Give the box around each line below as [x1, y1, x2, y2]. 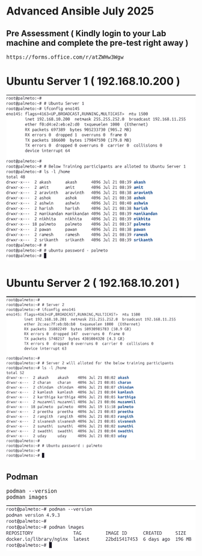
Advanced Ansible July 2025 [6, 4, 155, 18]
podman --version [6, 488, 57, 494]
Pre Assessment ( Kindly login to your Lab [6, 28, 167, 39]
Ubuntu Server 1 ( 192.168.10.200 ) [6, 74, 180, 88]
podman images [6, 494, 48, 500]
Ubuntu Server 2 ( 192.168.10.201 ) [6, 276, 180, 290]
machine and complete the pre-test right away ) [6, 37, 189, 48]
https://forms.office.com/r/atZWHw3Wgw [6, 54, 124, 60]
